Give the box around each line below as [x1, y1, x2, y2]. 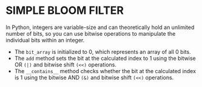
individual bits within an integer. [5, 36, 85, 43]
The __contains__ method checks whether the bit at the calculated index [14, 67, 197, 74]
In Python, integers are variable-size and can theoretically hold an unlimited [5, 24, 195, 31]
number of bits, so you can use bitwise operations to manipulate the [5, 30, 176, 37]
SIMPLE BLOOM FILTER [5, 4, 124, 18]
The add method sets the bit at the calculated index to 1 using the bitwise [14, 54, 196, 62]
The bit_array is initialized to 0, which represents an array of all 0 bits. [14, 48, 192, 55]
